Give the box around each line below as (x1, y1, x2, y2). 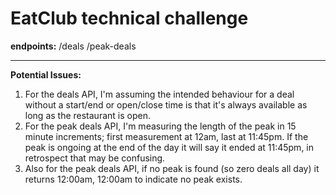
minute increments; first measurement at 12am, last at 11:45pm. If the (24, 130, 309, 142)
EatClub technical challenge (10, 7, 249, 30)
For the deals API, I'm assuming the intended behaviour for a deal (24, 88, 295, 100)
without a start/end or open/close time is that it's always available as (24, 98, 308, 111)
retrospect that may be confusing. (24, 152, 166, 164)
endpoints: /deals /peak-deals (10, 40, 137, 52)
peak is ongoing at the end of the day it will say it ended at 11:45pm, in (24, 141, 315, 153)
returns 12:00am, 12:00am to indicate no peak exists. (24, 173, 243, 185)
